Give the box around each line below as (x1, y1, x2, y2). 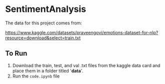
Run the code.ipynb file (12, 73, 60, 79)
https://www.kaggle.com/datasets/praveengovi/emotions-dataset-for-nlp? (5, 29, 158, 35)
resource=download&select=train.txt (5, 35, 81, 41)
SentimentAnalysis (5, 3, 86, 15)
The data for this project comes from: (5, 20, 82, 26)
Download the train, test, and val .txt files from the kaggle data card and (12, 62, 161, 68)
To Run (5, 49, 27, 58)
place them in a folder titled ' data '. (12, 68, 83, 74)
